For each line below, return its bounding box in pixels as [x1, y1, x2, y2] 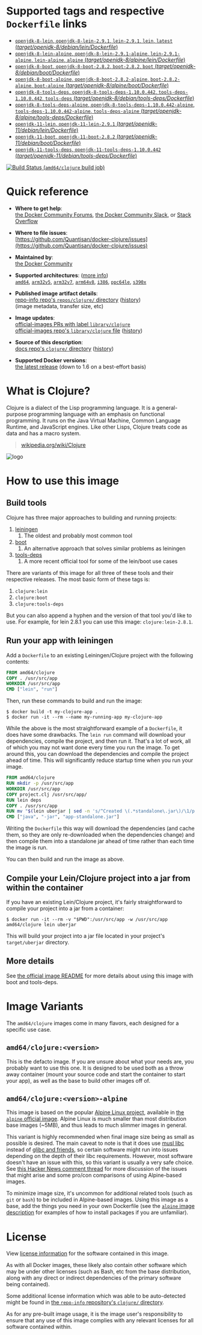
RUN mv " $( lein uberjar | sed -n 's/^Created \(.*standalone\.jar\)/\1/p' [6, 808, 198, 814]
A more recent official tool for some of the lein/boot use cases [23, 557, 178, 565]
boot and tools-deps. [6, 978, 58, 985]
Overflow [14, 217, 38, 225]
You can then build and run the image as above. [6, 856, 124, 863]
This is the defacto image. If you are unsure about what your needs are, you [6, 1058, 194, 1065]
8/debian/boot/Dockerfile [14, 69, 78, 76]
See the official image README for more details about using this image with [6, 972, 194, 979]
